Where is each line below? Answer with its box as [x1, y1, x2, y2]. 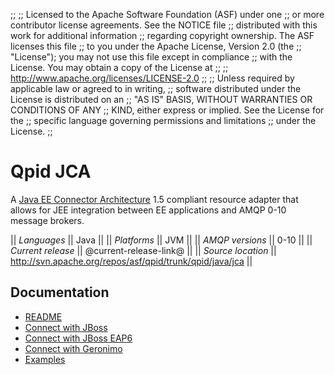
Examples [24, 353, 66, 365]
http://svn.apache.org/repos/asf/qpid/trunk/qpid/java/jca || [10, 255, 253, 267]
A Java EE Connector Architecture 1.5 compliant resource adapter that [10, 193, 299, 205]
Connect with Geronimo [24, 342, 123, 354]
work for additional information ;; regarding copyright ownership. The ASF [10, 30, 315, 41]
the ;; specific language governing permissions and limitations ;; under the [10, 115, 317, 126]
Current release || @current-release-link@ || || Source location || [10, 244, 277, 256]
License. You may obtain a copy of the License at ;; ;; [10, 62, 229, 73]
